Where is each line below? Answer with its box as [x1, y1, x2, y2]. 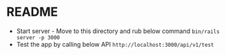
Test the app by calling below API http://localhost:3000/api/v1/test [16, 40, 214, 48]
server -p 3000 [16, 34, 60, 41]
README [6, 4, 58, 20]
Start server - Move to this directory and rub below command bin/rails [16, 27, 221, 35]
